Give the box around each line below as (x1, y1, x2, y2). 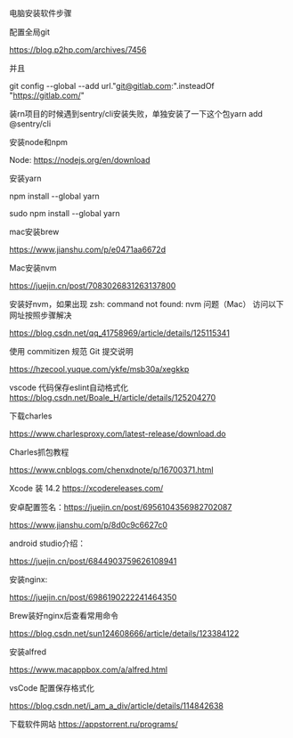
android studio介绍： (9, 538, 86, 548)
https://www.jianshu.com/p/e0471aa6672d (9, 244, 167, 255)
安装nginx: (9, 574, 48, 585)
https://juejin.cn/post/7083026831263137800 (9, 280, 176, 291)
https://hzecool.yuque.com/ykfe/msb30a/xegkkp (9, 364, 190, 374)
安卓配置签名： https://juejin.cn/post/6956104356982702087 (9, 502, 232, 512)
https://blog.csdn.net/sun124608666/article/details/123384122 (9, 629, 240, 638)
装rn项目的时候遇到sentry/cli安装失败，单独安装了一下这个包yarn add (9, 109, 263, 118)
